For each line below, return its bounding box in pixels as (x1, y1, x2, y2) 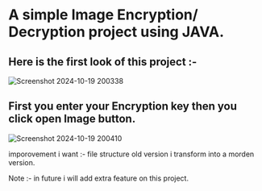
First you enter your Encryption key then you (8, 99, 238, 114)
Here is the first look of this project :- (8, 55, 198, 69)
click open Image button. (8, 112, 136, 126)
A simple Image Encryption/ (8, 6, 199, 24)
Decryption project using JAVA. (8, 23, 224, 41)
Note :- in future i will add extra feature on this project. (8, 173, 189, 183)
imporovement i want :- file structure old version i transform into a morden (8, 149, 255, 159)
